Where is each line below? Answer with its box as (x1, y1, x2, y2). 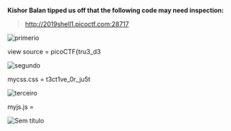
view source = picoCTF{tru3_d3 (7, 48, 101, 56)
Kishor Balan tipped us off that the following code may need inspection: (7, 6, 225, 14)
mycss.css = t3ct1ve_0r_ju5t (7, 75, 91, 83)
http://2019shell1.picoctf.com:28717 (24, 20, 130, 28)
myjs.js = (7, 103, 34, 111)
